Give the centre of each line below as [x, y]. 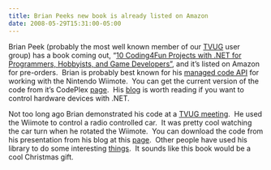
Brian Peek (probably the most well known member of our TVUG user [125, 46]
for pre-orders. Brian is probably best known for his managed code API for [134, 72]
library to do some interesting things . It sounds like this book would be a [130, 148]
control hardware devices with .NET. [69, 98]
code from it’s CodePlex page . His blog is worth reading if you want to [127, 89]
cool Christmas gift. [41, 157]
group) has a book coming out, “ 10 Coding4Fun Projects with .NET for [125, 55]
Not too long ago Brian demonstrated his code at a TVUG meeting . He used [135, 113]
